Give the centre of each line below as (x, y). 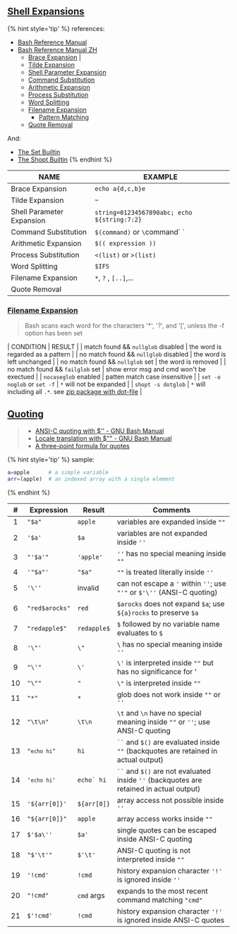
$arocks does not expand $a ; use (171, 603)
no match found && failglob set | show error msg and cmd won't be (107, 369)
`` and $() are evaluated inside (168, 742)
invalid (88, 588)
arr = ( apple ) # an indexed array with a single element (91, 479)
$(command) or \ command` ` (140, 232)
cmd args (91, 895)
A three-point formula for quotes (82, 446)
